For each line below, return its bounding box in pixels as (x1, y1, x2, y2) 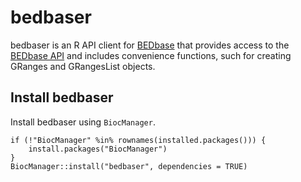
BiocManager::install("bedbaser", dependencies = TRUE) (10, 161, 248, 171)
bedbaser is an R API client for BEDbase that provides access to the (10, 39, 290, 51)
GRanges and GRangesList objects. (10, 60, 156, 72)
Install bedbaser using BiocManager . (10, 116, 156, 128)
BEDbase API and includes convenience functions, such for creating (10, 49, 292, 61)
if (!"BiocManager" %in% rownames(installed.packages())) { (10, 135, 267, 145)
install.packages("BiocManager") (28, 144, 168, 154)
